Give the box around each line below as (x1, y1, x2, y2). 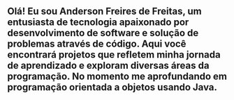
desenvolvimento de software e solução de (7, 27, 199, 39)
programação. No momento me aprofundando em (7, 71, 227, 83)
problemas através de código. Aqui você (7, 38, 187, 50)
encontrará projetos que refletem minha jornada (7, 49, 221, 61)
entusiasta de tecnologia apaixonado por (7, 17, 189, 28)
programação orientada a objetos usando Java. (7, 81, 218, 93)
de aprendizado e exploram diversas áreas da (7, 60, 210, 72)
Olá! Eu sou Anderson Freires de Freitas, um (7, 6, 202, 17)
